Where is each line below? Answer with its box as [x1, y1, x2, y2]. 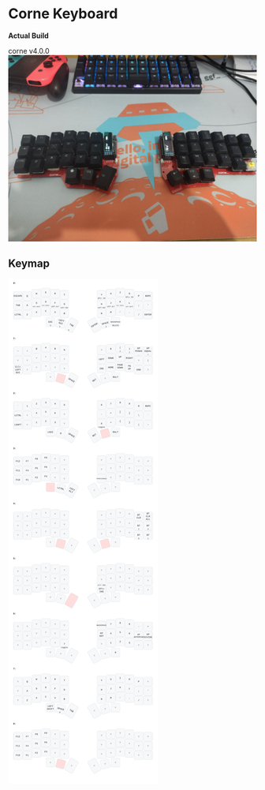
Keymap [8, 257, 50, 271]
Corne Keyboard [8, 5, 118, 23]
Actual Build [8, 31, 49, 40]
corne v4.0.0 [8, 46, 50, 55]
